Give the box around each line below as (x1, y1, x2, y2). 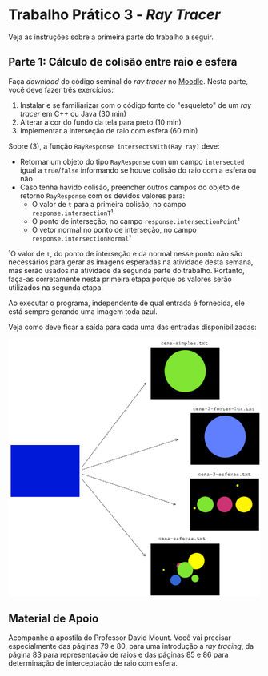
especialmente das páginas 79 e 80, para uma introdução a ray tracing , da (8, 642, 254, 651)
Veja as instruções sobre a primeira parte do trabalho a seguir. (8, 32, 214, 42)
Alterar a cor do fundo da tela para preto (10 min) (19, 117, 182, 127)
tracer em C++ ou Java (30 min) (19, 109, 126, 118)
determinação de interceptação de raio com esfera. (8, 658, 178, 668)
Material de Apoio (8, 611, 99, 625)
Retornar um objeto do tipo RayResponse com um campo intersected (19, 157, 245, 166)
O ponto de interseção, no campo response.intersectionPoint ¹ (31, 216, 240, 225)
